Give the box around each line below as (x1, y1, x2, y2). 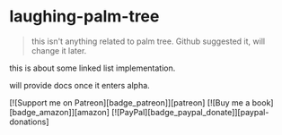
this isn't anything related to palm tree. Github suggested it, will (31, 36, 266, 46)
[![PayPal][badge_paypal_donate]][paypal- (111, 106, 269, 117)
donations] (9, 116, 49, 127)
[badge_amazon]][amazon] (9, 106, 110, 117)
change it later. (31, 45, 87, 55)
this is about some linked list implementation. (9, 63, 176, 73)
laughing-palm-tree (9, 6, 160, 27)
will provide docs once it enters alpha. (9, 80, 150, 90)
